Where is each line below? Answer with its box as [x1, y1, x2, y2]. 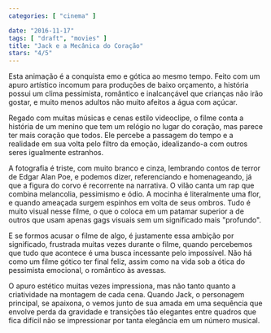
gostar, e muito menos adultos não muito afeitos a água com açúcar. [8, 97, 238, 107]
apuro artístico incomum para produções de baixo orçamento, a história [8, 80, 249, 90]
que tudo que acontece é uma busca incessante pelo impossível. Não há [8, 249, 252, 258]
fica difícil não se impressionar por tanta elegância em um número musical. [8, 316, 260, 326]
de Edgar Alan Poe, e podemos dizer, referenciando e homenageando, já [8, 172, 252, 182]
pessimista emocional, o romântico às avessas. [8, 266, 167, 275]
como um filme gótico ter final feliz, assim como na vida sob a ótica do [8, 257, 246, 266]
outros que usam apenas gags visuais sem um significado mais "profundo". [8, 215, 262, 225]
